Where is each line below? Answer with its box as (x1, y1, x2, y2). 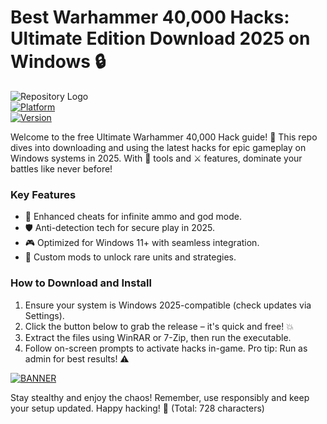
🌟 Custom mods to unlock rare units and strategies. (24, 251, 237, 263)
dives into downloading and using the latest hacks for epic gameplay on (10, 141, 307, 153)
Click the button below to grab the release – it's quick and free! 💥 (24, 320, 294, 332)
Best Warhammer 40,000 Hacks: (10, 6, 290, 29)
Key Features (10, 187, 77, 201)
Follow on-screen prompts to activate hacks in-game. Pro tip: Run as (24, 342, 308, 354)
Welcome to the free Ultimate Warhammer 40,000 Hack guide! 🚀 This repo (10, 131, 318, 143)
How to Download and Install (10, 276, 152, 290)
